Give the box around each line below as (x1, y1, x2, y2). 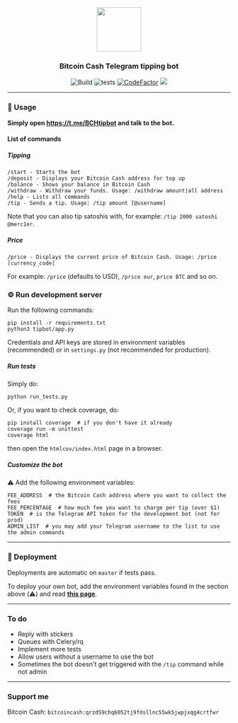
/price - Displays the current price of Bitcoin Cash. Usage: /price (7, 254, 217, 261)
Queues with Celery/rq (17, 637, 84, 646)
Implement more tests (17, 644, 81, 653)
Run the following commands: (7, 306, 94, 314)
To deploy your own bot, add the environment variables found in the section (7, 582, 229, 590)
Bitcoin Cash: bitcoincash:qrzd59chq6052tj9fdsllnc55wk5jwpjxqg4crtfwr (7, 707, 220, 717)
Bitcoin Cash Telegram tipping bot (59, 61, 179, 71)
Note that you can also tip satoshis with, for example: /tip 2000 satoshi (7, 212, 218, 221)
